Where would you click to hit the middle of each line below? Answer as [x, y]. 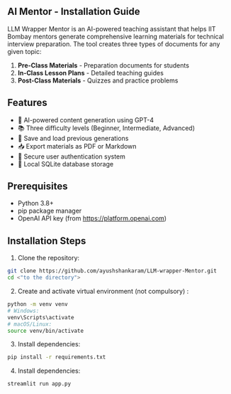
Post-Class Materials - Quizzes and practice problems [98, 80]
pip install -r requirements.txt [57, 357]
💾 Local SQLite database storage [66, 164]
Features [27, 103]
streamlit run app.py [39, 384]
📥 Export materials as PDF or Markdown [77, 146]
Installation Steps [47, 241]
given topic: [24, 51]
